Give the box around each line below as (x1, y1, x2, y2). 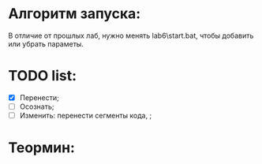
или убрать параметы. (8, 39, 84, 48)
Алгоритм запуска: (8, 5, 141, 23)
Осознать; (19, 102, 54, 111)
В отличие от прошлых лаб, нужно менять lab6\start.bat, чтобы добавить (8, 31, 254, 40)
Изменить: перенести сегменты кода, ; (19, 111, 152, 120)
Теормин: (8, 139, 75, 157)
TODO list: (8, 67, 77, 85)
